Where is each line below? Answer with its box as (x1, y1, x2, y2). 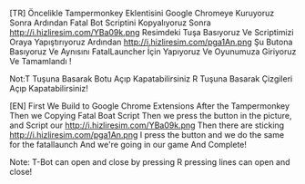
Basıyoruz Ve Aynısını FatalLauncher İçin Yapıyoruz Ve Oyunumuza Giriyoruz (9, 46, 297, 57)
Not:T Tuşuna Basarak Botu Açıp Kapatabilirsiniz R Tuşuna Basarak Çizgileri (9, 73, 293, 84)
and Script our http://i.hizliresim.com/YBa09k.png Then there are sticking (9, 120, 285, 131)
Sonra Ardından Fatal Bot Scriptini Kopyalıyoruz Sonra (9, 17, 211, 28)
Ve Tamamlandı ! (9, 56, 72, 66)
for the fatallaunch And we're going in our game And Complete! (9, 140, 248, 150)
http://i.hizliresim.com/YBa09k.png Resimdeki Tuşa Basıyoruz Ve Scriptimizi (9, 27, 294, 37)
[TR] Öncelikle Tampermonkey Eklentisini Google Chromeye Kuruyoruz (9, 8, 275, 18)
